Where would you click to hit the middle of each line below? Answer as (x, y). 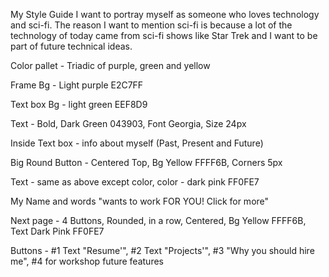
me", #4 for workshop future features (87, 261)
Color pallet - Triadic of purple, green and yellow (110, 65)
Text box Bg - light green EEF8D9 (79, 104)
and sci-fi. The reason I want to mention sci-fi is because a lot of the (151, 25)
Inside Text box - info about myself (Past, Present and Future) (137, 143)
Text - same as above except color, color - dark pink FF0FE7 (135, 182)
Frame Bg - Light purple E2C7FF (77, 85)
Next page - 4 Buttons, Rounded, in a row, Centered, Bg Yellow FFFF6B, (158, 220)
